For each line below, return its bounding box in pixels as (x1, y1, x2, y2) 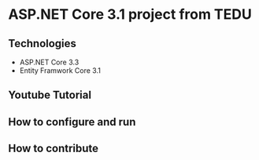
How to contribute (8, 142, 99, 155)
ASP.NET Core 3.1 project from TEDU (8, 5, 252, 24)
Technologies (8, 37, 77, 50)
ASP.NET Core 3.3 (19, 57, 80, 67)
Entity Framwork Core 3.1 (19, 66, 101, 75)
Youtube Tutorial (8, 89, 92, 102)
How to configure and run (8, 115, 136, 129)
